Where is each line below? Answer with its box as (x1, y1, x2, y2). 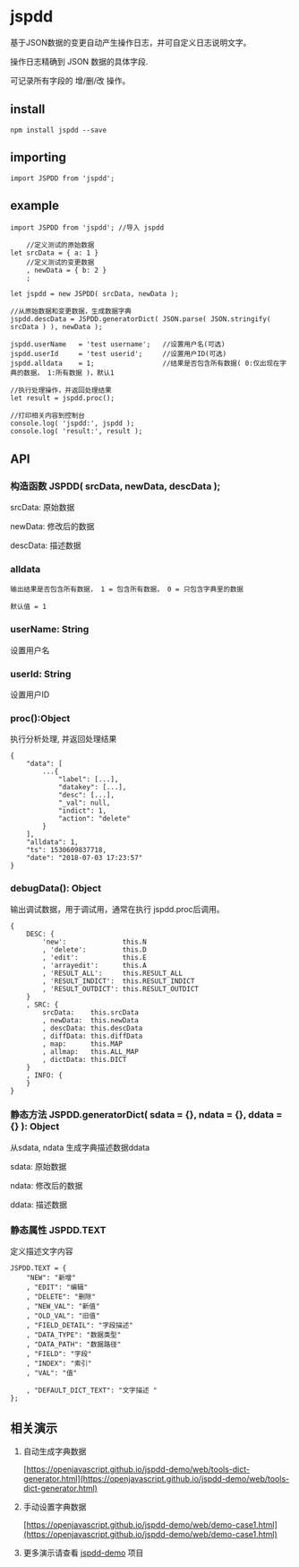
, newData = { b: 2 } (26, 266, 107, 275)
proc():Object (10, 711, 71, 724)
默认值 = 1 (10, 603, 47, 612)
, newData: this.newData (42, 1015, 140, 1024)
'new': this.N (42, 937, 147, 946)
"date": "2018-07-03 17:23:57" (26, 854, 143, 863)
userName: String (10, 623, 90, 636)
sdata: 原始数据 (10, 1161, 67, 1171)
